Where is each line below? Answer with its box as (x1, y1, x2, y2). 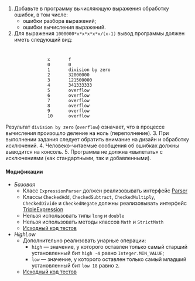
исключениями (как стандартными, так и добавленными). (5, 155, 152, 162)
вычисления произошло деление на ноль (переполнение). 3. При (5, 130, 169, 137)
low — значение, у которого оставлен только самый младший (31, 256, 187, 263)
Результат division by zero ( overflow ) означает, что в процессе (5, 123, 165, 131)
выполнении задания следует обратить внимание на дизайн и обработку (5, 136, 190, 143)
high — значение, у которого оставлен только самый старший (31, 243, 188, 250)
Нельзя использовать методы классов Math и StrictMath (22, 218, 164, 225)
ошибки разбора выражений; (22, 18, 97, 24)
